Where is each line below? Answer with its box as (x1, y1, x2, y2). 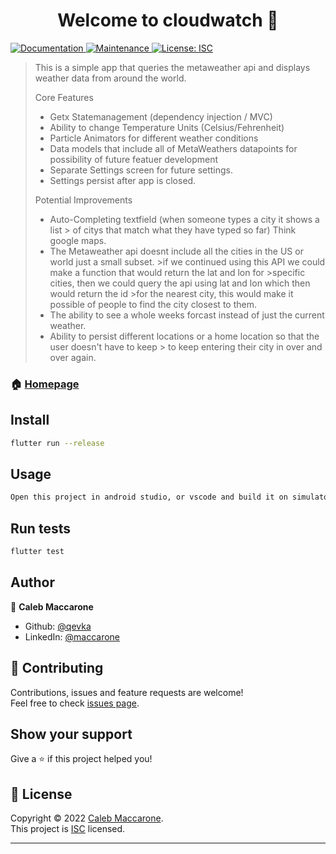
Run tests (10, 520, 71, 537)
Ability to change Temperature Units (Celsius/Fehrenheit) (49, 121, 285, 133)
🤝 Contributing (10, 660, 104, 677)
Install (10, 412, 50, 429)
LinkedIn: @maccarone (24, 630, 120, 643)
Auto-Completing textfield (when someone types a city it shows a (49, 213, 320, 225)
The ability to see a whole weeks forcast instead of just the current (49, 309, 325, 321)
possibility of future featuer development (49, 153, 219, 165)
